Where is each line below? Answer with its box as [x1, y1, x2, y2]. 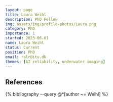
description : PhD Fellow [5, 17, 58, 22]
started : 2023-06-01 [5, 36, 49, 41]
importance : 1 [5, 31, 35, 36]
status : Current [5, 45, 40, 50]
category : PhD [5, 26, 35, 31]
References [5, 78, 43, 86]
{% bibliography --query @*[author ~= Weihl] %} [5, 91, 108, 97]
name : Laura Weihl [5, 40, 44, 45]
